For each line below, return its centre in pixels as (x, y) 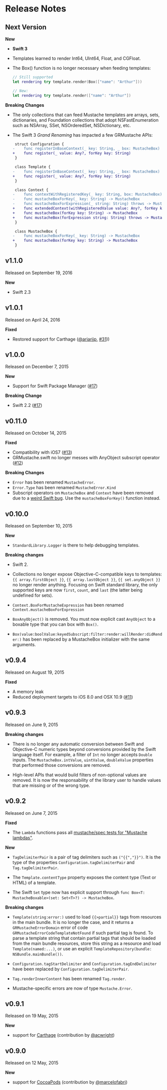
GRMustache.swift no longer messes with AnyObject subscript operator (86, 458)
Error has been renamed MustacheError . (54, 482)
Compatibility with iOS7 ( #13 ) (42, 452)
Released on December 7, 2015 (37, 366)
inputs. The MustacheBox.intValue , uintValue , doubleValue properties (83, 760)
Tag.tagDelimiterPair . (35, 868)
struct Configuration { (39, 144)
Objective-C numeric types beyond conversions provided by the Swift (84, 749)
